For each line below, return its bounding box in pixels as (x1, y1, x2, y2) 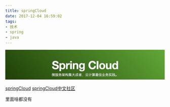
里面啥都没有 (5, 96, 32, 102)
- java (5, 35, 19, 40)
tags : (5, 19, 17, 24)
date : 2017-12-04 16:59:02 (5, 13, 62, 19)
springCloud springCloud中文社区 (5, 85, 75, 91)
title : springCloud (5, 8, 47, 13)
